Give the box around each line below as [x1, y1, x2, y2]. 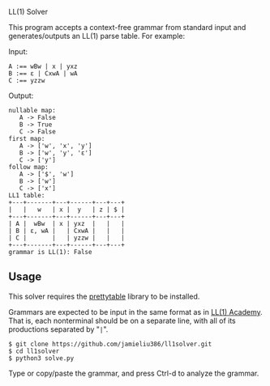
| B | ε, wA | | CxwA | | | [8, 227, 126, 235]
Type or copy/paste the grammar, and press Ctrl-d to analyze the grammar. [8, 368, 259, 378]
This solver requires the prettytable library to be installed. [8, 291, 200, 301]
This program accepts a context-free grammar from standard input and [8, 23, 246, 32]
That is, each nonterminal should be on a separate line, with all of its [8, 316, 237, 325]
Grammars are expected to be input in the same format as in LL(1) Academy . [8, 307, 264, 316]
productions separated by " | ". [8, 324, 109, 334]
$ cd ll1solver [8, 347, 60, 355]
